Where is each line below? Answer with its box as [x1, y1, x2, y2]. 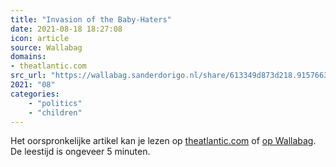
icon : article [10, 33, 70, 43]
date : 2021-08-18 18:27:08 [10, 24, 123, 34]
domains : [10, 52, 47, 62]
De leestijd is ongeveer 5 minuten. [10, 146, 151, 158]
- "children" [28, 107, 83, 118]
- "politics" [28, 98, 83, 108]
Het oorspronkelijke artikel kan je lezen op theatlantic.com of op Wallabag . [10, 135, 317, 147]
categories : [10, 89, 60, 99]
